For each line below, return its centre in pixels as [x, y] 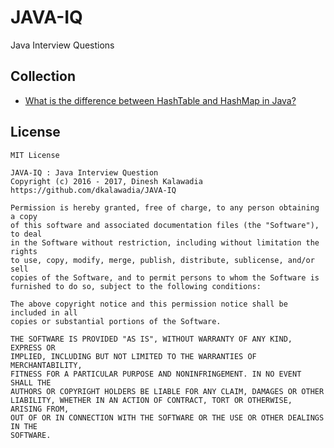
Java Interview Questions [62, 45]
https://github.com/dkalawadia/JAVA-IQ [93, 190]
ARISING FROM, [40, 409]
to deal [26, 234]
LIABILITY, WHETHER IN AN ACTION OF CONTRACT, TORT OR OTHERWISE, [151, 400]
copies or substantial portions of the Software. [116, 321]
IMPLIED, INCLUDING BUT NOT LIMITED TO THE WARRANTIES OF [133, 356]
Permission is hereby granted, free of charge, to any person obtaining [165, 207]
